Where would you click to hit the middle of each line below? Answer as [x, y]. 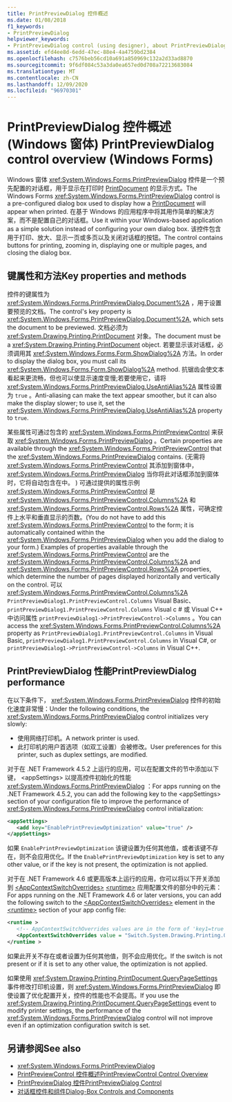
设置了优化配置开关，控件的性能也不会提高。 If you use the [96, 995]
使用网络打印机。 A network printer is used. [78, 738]
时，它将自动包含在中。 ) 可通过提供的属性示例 [74, 482]
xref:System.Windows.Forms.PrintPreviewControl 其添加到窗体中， [103, 465]
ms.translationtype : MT [41, 71]
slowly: [17, 724]
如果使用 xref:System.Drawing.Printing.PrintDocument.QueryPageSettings [113, 978]
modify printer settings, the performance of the [74, 1010]
